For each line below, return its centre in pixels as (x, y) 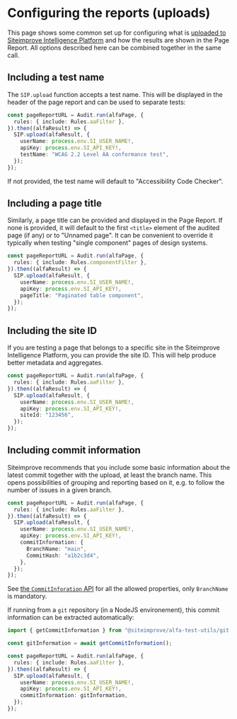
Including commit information (74, 450)
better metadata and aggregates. (56, 363)
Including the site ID (52, 330)
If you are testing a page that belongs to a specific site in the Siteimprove (114, 347)
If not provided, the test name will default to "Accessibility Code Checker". (115, 181)
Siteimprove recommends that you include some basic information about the (119, 467)
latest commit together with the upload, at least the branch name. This (110, 475)
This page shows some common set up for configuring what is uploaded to (117, 33)
